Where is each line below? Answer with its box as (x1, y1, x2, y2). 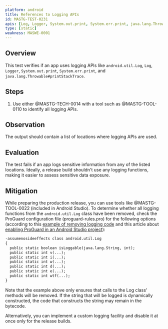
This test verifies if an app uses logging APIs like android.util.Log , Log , (5, 62, 152, 68)
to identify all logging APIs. (22, 106, 78, 112)
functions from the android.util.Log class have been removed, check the (5, 210, 157, 216)
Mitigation (5, 186, 38, 195)
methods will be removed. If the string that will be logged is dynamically (5, 292, 153, 298)
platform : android (5, 7, 43, 12)
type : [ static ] (5, 26, 37, 31)
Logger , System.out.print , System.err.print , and (5, 67, 106, 73)
